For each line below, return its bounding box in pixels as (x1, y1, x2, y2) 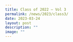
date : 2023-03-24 (5, 16, 40, 21)
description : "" (5, 25, 38, 30)
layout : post (5, 20, 32, 26)
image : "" (5, 29, 25, 34)
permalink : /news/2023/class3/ (5, 12, 69, 16)
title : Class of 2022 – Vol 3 (5, 7, 67, 12)
